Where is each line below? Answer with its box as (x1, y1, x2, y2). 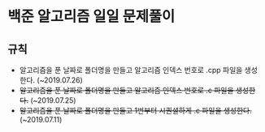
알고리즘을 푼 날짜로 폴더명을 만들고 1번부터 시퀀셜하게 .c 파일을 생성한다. (19, 106, 253, 115)
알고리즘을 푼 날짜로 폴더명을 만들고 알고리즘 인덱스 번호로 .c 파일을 (19, 86, 234, 95)
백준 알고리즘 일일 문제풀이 (7, 7, 176, 26)
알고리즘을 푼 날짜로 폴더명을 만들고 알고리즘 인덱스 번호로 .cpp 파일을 (19, 66, 243, 75)
